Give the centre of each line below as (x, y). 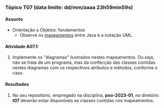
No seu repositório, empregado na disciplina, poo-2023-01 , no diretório (85, 95)
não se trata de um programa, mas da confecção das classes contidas (84, 62)
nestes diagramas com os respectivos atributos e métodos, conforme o (85, 68)
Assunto (14, 19)
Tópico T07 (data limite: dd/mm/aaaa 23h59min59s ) (69, 7)
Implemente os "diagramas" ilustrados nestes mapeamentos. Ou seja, (83, 57)
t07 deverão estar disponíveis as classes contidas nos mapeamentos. (83, 100)
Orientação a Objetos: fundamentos (49, 30)
